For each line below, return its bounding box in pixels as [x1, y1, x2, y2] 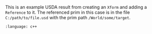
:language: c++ [5, 24, 37, 29]
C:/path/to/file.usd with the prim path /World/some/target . [5, 15, 131, 20]
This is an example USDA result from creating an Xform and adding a [5, 4, 147, 10]
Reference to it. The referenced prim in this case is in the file [5, 9, 130, 15]
